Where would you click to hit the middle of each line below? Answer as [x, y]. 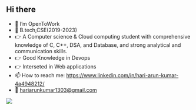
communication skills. [41, 51]
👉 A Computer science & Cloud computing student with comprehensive [102, 36]
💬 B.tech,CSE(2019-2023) [46, 30]
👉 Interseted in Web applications [55, 66]
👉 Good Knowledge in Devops [52, 57]
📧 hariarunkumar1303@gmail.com [56, 90]
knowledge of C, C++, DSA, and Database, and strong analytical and [98, 45]
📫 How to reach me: [40, 75]
